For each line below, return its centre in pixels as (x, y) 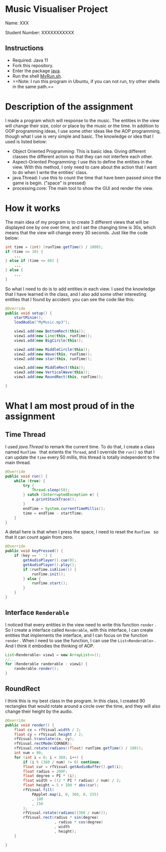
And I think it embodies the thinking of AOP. (50, 646)
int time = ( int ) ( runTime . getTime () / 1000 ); (54, 247)
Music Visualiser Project (57, 9)
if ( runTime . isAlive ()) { (50, 569)
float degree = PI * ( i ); (50, 776)
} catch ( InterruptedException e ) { (61, 495)
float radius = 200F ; (45, 771)
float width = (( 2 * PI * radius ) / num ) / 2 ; (72, 781)
